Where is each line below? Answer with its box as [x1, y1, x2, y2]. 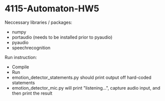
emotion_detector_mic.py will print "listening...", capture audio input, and [11, 85, 161, 91]
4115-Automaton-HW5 [4, 3, 99, 14]
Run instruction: [4, 54, 37, 60]
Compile [11, 64, 29, 70]
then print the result [11, 90, 53, 96]
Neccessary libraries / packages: [4, 19, 73, 25]
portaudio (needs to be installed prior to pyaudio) [11, 34, 113, 40]
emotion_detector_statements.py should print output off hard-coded [11, 74, 152, 80]
